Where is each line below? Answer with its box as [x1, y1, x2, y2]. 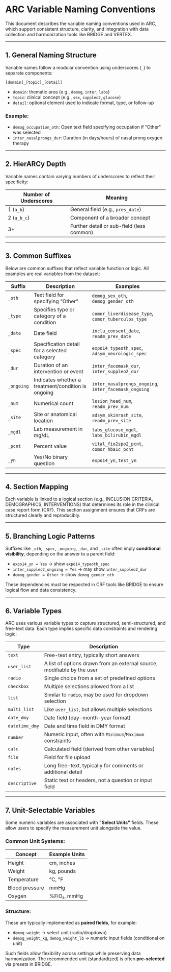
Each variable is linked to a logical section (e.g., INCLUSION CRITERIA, [5, 496, 153, 502]
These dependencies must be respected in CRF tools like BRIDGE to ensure [5, 581, 164, 588]
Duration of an [34, 361, 68, 369]
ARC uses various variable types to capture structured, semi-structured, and [5, 620, 166, 626]
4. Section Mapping [5, 482, 69, 491]
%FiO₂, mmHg [49, 892, 83, 900]
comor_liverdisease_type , [92, 310, 154, 317]
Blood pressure [8, 884, 44, 891]
